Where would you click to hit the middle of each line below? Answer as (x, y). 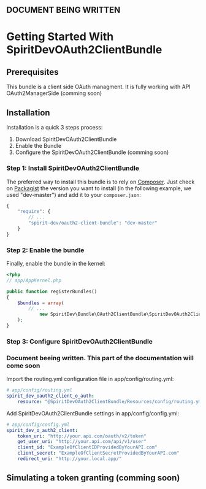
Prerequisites (32, 72)
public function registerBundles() (52, 291)
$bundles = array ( (41, 303)
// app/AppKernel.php (34, 280)
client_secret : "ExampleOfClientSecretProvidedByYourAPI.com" (98, 453)
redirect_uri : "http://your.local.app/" (70, 459)
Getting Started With (60, 37)
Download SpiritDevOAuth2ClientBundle (66, 139)
